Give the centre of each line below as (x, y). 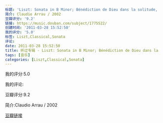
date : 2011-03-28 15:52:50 (33, 46)
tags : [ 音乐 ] (18, 55)
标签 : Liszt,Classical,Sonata (35, 37)
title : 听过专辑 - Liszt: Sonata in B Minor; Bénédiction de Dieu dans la (82, 50)
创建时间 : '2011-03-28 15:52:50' (38, 28)
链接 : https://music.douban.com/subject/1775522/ (56, 23)
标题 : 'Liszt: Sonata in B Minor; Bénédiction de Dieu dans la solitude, (81, 10)
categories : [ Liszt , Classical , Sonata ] (45, 60)
